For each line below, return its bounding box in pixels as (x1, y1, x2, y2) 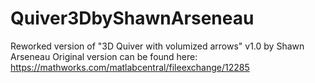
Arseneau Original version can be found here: (10, 50, 198, 62)
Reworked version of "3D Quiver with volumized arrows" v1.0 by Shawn (10, 40, 305, 52)
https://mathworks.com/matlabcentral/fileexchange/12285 (10, 61, 250, 73)
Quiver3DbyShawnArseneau (10, 7, 255, 30)
